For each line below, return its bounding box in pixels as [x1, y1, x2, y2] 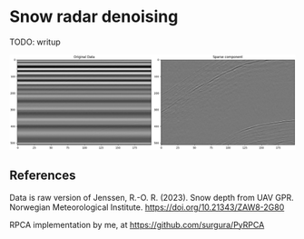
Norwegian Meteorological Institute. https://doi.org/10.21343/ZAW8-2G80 [9, 202, 285, 213]
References [9, 168, 76, 184]
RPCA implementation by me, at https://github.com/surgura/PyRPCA [9, 219, 265, 230]
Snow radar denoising [9, 6, 179, 27]
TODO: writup [9, 36, 61, 47]
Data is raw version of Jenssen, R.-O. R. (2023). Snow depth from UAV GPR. [9, 192, 295, 203]
